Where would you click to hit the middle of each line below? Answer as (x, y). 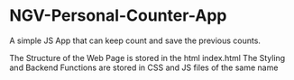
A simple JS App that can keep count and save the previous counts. (135, 40)
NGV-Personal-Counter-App (118, 16)
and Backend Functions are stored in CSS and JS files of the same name (144, 67)
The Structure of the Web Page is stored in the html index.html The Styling (147, 58)
